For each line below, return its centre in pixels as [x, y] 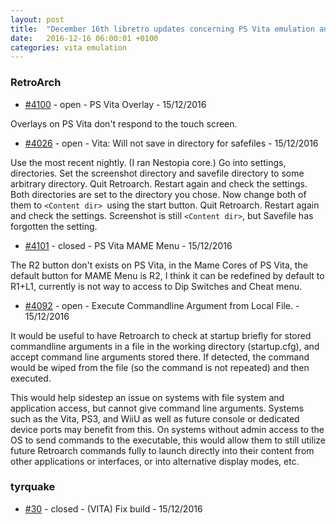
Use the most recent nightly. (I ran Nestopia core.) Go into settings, [148, 162]
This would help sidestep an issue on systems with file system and [147, 397]
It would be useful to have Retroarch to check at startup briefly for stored [161, 335]
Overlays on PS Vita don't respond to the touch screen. [124, 123]
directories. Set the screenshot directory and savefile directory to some [157, 173]
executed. [31, 378]
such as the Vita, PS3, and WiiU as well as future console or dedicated [155, 418]
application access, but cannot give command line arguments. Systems [157, 408]
